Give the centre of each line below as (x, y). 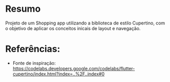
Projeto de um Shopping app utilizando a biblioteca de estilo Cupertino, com (85, 23)
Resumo (23, 9)
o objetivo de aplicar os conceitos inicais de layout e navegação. (73, 28)
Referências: (33, 49)
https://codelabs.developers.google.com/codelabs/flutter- (74, 68)
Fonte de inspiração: (34, 63)
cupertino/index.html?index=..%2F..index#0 (59, 74)
